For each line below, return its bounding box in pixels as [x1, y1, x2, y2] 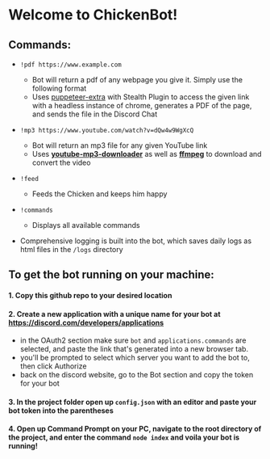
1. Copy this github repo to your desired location [8, 290, 172, 300]
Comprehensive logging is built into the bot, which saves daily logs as [19, 236, 252, 246]
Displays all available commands [31, 221, 140, 229]
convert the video [31, 158, 91, 167]
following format [31, 83, 87, 93]
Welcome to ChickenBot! [8, 6, 178, 24]
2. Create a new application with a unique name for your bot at [8, 309, 221, 318]
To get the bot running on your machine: [8, 268, 215, 282]
